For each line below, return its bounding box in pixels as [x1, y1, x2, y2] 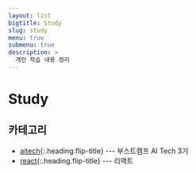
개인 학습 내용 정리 [15, 56, 70, 64]
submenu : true [8, 41, 56, 49]
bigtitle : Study [8, 19, 62, 27]
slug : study [8, 26, 48, 34]
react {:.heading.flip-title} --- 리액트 [19, 156, 133, 165]
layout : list [8, 11, 52, 20]
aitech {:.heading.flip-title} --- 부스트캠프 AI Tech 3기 [19, 146, 189, 156]
